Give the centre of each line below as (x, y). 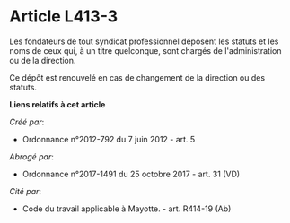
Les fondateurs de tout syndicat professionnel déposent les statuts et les (144, 41)
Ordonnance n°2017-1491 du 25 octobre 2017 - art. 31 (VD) (131, 174)
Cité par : (26, 191)
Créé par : (27, 122)
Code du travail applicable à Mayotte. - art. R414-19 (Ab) (127, 209)
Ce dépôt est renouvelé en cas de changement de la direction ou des (137, 77)
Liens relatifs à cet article (57, 104)
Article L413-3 (64, 17)
